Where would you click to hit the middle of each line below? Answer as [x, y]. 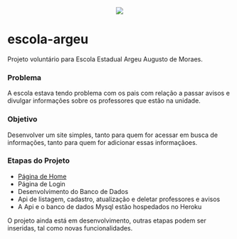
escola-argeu [48, 40]
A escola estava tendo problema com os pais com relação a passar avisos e [118, 93]
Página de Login [41, 184]
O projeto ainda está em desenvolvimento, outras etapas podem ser [107, 220]
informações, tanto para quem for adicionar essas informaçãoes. [102, 142]
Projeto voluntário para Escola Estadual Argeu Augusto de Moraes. [105, 59]
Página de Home [42, 176]
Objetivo [22, 119]
